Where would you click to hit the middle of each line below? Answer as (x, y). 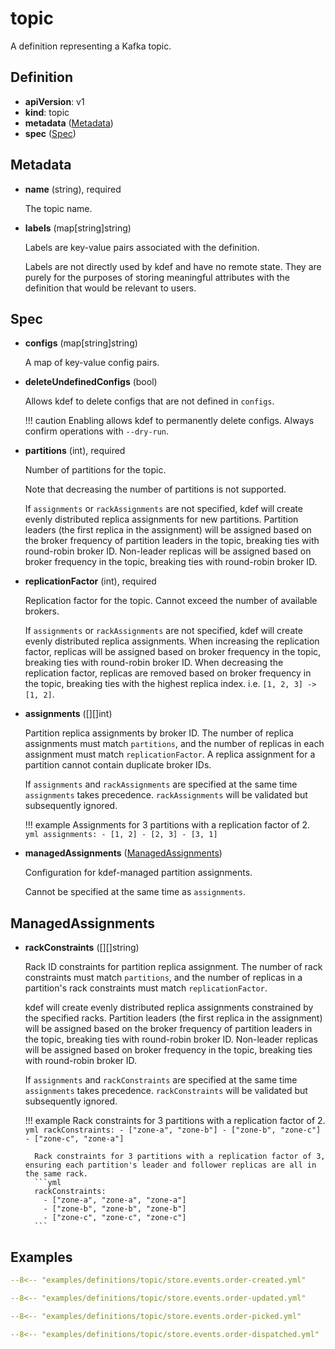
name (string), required (73, 189)
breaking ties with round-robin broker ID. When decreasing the (154, 663)
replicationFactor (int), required (90, 581)
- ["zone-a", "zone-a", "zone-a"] (115, 1200)
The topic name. (58, 208)
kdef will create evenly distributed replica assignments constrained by (169, 1008)
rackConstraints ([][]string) (82, 948)
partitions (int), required (75, 451)
